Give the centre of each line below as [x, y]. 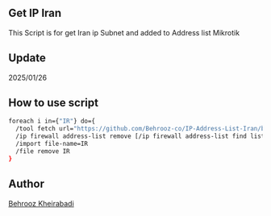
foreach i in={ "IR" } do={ [52, 121]
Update [27, 58]
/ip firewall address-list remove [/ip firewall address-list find [131, 136]
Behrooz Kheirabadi [41, 203]
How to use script [54, 103]
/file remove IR [43, 151]
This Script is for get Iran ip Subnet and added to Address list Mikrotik [124, 32]
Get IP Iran [35, 13]
